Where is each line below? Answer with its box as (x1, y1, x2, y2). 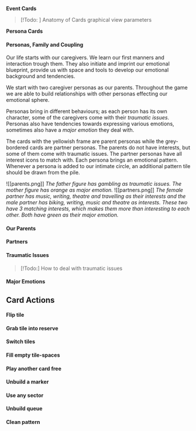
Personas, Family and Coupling (6, 41, 84, 48)
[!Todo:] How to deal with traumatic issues (20, 265, 123, 272)
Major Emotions (6, 278, 46, 285)
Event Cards (6, 5, 37, 12)
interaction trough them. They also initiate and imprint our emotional (6, 60, 170, 67)
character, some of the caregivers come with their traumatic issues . (6, 114, 170, 121)
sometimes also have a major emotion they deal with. (6, 126, 135, 134)
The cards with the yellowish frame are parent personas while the (6, 138, 164, 145)
